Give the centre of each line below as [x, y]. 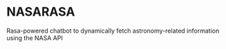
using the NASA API [35, 37]
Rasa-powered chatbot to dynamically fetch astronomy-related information [113, 31]
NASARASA [41, 12]
